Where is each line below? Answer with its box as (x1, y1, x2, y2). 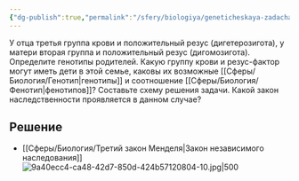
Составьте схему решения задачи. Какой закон (97, 84, 279, 95)
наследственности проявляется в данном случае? (9, 94, 202, 105)
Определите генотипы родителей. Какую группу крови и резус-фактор (9, 56, 280, 67)
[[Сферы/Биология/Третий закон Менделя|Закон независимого (21, 143, 264, 153)
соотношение (131, 75, 184, 85)
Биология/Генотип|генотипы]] (9, 75, 123, 85)
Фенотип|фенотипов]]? (9, 84, 96, 95)
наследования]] (21, 153, 83, 163)
